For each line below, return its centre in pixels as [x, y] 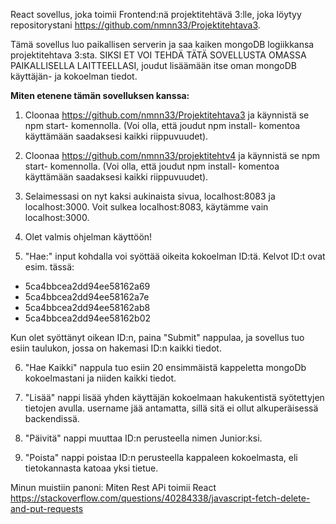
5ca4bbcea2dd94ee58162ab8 [87, 307]
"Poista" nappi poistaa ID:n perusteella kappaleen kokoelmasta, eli [161, 457]
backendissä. [52, 418]
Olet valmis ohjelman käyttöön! [88, 237]
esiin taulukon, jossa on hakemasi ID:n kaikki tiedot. [116, 348]
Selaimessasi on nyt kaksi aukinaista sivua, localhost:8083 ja [150, 196]
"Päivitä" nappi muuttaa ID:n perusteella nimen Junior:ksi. [143, 438]
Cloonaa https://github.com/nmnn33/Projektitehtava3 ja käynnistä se [167, 115]
